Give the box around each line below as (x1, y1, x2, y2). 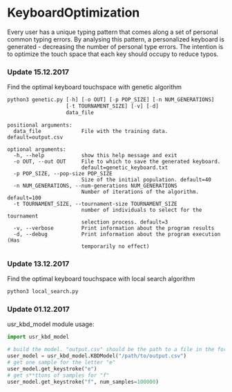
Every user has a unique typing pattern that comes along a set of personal (7, 28, 219, 36)
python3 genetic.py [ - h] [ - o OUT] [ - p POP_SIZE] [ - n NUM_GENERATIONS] (7, 96, 215, 103)
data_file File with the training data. (13, 127, 168, 134)
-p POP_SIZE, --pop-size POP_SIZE (13, 170, 113, 177)
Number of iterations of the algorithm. (81, 188, 199, 195)
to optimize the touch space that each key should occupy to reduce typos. (7, 50, 219, 58)
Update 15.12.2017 (7, 67, 70, 77)
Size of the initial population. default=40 (81, 176, 212, 183)
